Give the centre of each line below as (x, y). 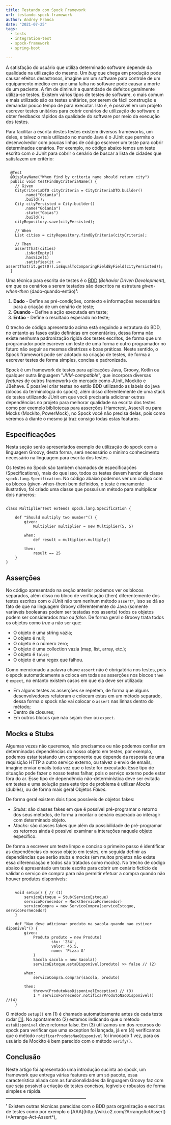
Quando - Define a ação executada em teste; (61, 312)
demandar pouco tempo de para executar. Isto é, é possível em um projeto (84, 105)
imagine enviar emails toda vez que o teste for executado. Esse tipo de (80, 767)
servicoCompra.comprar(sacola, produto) (76, 977)
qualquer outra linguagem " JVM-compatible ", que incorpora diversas (79, 375)
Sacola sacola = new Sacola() (65, 959)
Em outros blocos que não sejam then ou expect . (64, 718)
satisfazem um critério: (30, 158)
